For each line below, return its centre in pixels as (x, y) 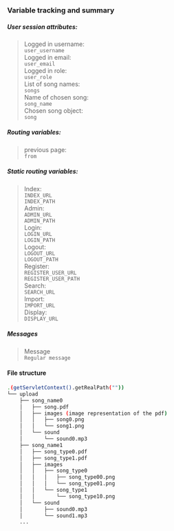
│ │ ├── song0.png (52, 420)
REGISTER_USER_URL (50, 273)
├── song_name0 (41, 400)
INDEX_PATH (40, 202)
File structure (27, 373)
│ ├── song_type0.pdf (54, 452)
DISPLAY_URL (41, 318)
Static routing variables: (43, 171)
